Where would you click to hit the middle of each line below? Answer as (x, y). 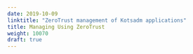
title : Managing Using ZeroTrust (56, 27)
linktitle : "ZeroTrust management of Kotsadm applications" (97, 20)
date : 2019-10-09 (33, 14)
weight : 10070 (28, 33)
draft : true (25, 40)
